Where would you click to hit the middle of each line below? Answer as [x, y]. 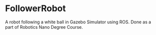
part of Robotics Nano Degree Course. [44, 27]
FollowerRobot [35, 9]
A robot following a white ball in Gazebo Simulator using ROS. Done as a [78, 22]
